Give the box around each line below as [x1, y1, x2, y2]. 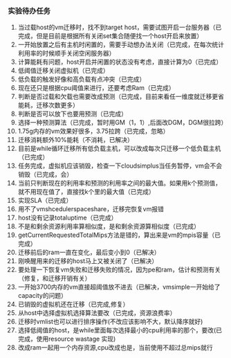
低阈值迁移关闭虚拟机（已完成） [17, 66, 109, 75]
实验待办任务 [8, 6, 51, 15]
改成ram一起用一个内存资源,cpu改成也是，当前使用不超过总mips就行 [17, 343, 213, 352]
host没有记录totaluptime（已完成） [17, 213, 118, 222]
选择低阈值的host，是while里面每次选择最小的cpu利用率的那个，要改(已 [17, 326, 223, 334]
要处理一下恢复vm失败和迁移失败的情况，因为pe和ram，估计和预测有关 [17, 265, 221, 274]
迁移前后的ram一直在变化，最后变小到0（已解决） [17, 248, 161, 257]
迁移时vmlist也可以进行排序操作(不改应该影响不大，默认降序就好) [17, 317, 203, 326]
